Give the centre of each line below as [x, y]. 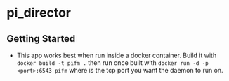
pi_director [39, 13]
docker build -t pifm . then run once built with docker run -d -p [112, 63]
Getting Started [41, 39]
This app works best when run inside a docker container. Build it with [117, 55]
